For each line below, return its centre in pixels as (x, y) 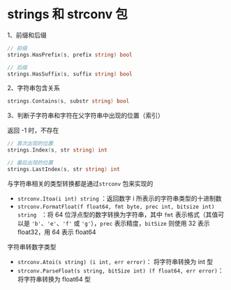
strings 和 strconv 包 (67, 14)
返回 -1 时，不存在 (33, 131)
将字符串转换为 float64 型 (54, 279)
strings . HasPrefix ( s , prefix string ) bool (70, 55)
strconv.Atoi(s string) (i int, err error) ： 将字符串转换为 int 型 (115, 261)
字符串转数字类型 (32, 247)
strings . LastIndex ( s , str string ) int (64, 169)
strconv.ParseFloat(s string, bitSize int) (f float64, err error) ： (120, 270)
